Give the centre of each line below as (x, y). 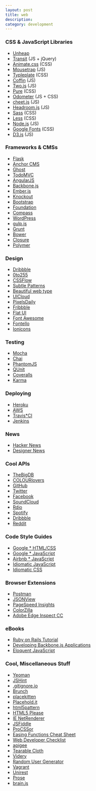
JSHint (20, 680)
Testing (15, 342)
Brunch (20, 691)
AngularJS (23, 180)
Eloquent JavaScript (34, 650)
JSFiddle (22, 723)
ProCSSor (23, 729)
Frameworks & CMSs (31, 147)
